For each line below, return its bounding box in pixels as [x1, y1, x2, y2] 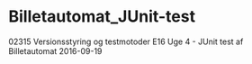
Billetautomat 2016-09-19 [8, 45, 103, 56]
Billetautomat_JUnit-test [8, 6, 195, 27]
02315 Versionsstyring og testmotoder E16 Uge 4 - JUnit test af [8, 36, 244, 47]
